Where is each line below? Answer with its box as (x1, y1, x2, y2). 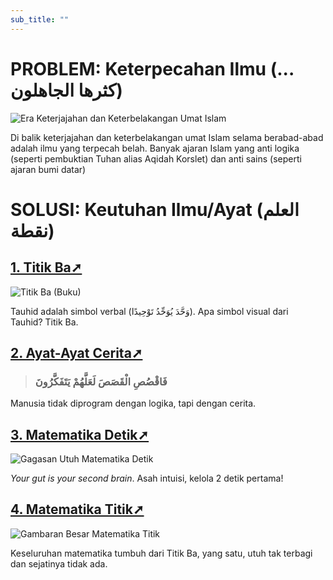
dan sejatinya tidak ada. (10, 557, 108, 570)
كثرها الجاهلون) (10, 79, 123, 101)
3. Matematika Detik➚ (10, 426, 150, 443)
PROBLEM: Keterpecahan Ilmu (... (10, 57, 295, 80)
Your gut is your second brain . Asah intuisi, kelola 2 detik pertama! (10, 472, 284, 485)
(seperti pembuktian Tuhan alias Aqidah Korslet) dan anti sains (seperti (10, 152, 302, 165)
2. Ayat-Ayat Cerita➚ (10, 344, 143, 361)
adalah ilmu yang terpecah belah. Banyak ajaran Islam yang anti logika (10, 142, 300, 154)
